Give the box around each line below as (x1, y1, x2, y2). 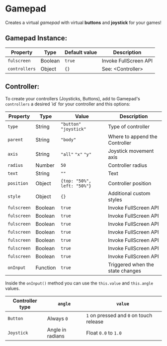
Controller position (108, 180, 152, 187)
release (86, 318, 103, 325)
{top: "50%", (60, 178, 92, 184)
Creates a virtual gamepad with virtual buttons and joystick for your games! (5, 19, 162, 25)
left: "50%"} (60, 183, 92, 189)
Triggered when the (108, 261, 154, 268)
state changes (108, 267, 142, 274)
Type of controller (108, 123, 150, 130)
